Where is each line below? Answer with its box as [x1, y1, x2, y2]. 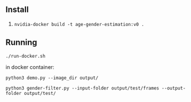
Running [5, 38, 38, 48]
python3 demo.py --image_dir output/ [5, 75, 99, 81]
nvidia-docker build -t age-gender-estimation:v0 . [14, 21, 144, 27]
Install [5, 5, 29, 15]
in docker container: [5, 63, 54, 70]
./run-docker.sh [5, 53, 46, 59]
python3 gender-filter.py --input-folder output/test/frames [5, 85, 160, 91]
